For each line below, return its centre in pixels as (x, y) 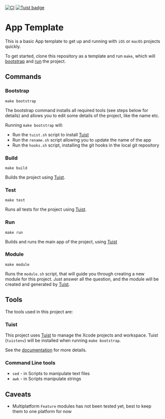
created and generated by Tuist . (38, 284)
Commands (23, 77)
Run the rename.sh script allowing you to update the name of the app (82, 140)
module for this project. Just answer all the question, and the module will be (82, 279)
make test (15, 200)
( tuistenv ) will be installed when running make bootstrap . (63, 340)
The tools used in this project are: (39, 311)
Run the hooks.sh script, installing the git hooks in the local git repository (86, 145)
